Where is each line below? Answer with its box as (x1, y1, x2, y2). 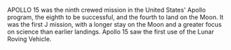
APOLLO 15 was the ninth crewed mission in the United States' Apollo (7, 6, 207, 14)
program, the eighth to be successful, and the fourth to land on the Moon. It (7, 13, 224, 21)
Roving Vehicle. (7, 35, 52, 43)
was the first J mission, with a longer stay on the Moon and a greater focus (7, 21, 222, 28)
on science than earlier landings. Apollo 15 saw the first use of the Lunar (7, 27, 214, 36)
